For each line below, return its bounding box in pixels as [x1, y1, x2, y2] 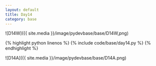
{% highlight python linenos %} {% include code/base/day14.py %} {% [5, 40, 151, 46]
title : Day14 [5, 12, 32, 17]
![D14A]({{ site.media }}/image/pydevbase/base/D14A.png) [5, 55, 126, 61]
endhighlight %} [5, 45, 38, 51]
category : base [5, 16, 37, 21]
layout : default [5, 7, 39, 12]
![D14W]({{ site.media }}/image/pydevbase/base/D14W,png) [5, 30, 129, 36]
